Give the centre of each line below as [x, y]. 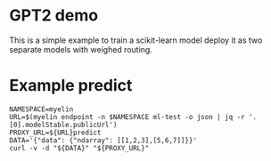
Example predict [71, 86]
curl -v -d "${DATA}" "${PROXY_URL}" [79, 148]
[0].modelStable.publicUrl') [63, 125]
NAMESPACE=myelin [41, 109]
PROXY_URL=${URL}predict [55, 133]
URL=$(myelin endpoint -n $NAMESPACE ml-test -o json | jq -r [127, 117]
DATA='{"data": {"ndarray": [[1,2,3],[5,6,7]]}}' [103, 140]
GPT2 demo [54, 16]
